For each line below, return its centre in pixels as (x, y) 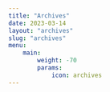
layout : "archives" (41, 30)
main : (32, 53)
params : (50, 68)
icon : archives (77, 75)
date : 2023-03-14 (37, 23)
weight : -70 (57, 61)
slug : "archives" (37, 38)
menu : (17, 46)
